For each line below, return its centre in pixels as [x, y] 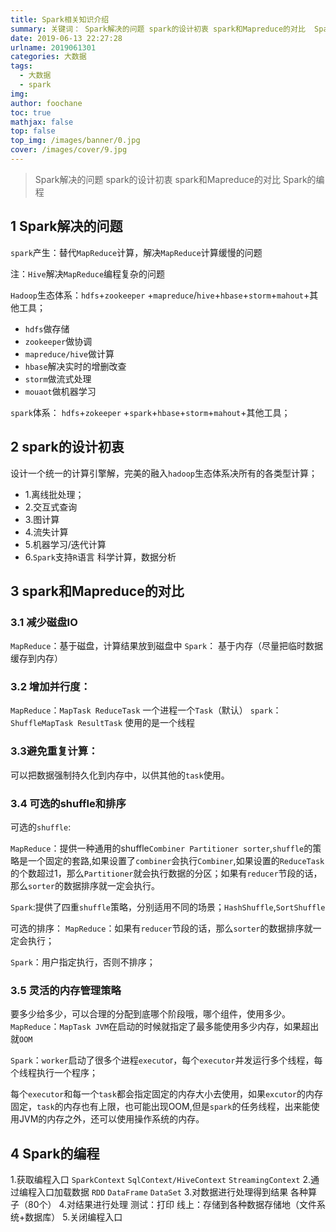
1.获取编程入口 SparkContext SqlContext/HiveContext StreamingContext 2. [161, 1180]
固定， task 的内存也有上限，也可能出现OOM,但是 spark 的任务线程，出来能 [161, 1107]
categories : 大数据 [48, 57]
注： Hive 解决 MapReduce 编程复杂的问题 [88, 273]
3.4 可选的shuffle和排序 [68, 803]
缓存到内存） [36, 658]
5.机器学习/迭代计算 [65, 544]
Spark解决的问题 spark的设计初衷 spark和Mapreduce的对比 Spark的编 [179, 179]
